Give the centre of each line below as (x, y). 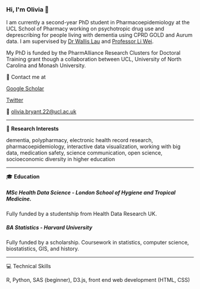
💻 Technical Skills (29, 266)
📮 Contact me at (26, 77)
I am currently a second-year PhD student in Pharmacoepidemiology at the (98, 23)
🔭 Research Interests (32, 129)
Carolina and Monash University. (46, 65)
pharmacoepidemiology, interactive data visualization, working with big (93, 147)
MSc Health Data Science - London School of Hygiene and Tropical (91, 192)
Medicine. (19, 199)
